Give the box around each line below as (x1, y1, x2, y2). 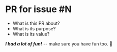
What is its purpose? (12, 25, 56, 31)
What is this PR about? (12, 20, 60, 26)
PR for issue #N (5, 4, 72, 15)
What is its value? (12, 31, 50, 37)
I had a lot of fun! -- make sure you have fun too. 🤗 (5, 40, 113, 46)
